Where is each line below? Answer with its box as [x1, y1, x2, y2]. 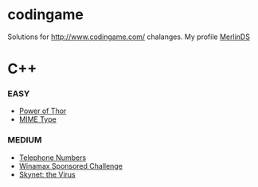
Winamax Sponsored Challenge [18, 161, 123, 170]
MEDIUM [7, 134, 42, 146]
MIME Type [18, 115, 57, 124]
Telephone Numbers [18, 153, 87, 162]
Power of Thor [18, 106, 67, 116]
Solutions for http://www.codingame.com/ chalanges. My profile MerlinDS [7, 32, 250, 41]
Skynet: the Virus [18, 169, 76, 179]
